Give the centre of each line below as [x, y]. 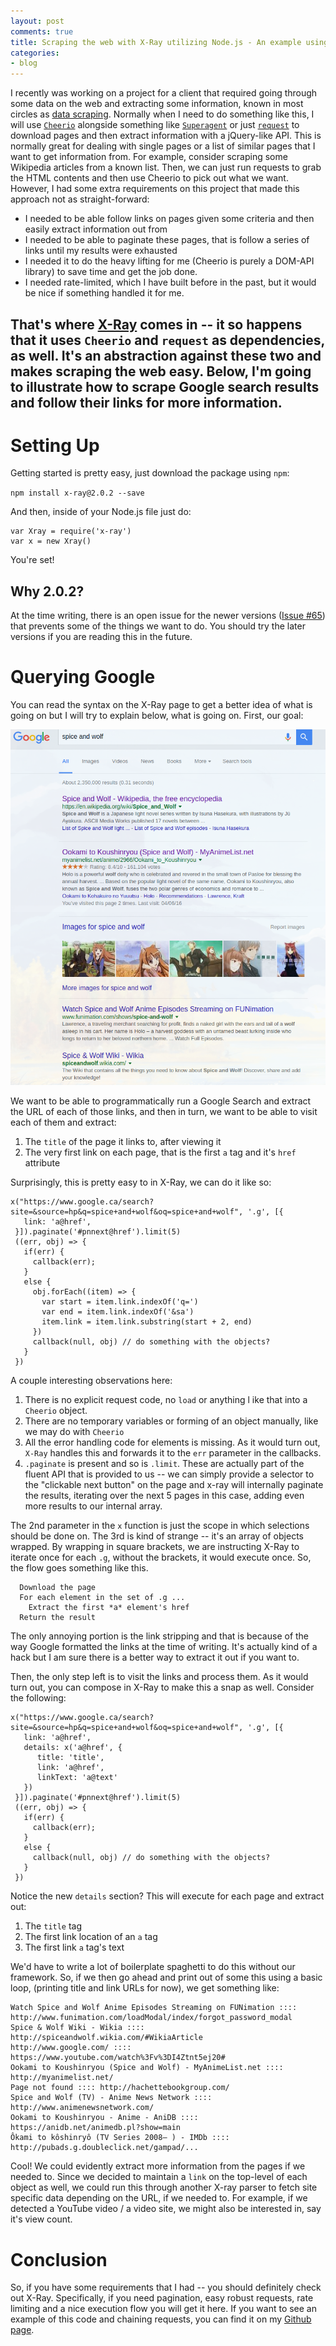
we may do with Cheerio [74, 1432]
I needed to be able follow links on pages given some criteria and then [169, 219]
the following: [38, 1698]
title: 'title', [70, 1758]
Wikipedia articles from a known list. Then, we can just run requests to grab [166, 167]
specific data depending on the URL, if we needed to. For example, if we [159, 2198]
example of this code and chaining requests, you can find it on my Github [161, 2319]
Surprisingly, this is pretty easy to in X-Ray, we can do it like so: [141, 1182]
